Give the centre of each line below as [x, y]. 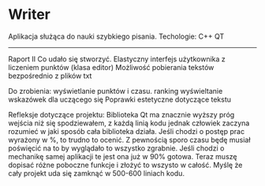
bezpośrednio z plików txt [50, 76]
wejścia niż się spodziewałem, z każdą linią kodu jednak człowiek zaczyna [129, 123]
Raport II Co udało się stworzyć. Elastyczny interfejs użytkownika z [117, 59]
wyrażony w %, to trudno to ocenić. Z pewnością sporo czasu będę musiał [129, 139]
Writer [30, 15]
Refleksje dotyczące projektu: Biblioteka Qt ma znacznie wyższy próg [121, 114]
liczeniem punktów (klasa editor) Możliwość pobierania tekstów [111, 67]
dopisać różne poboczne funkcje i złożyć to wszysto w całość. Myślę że [125, 165]
